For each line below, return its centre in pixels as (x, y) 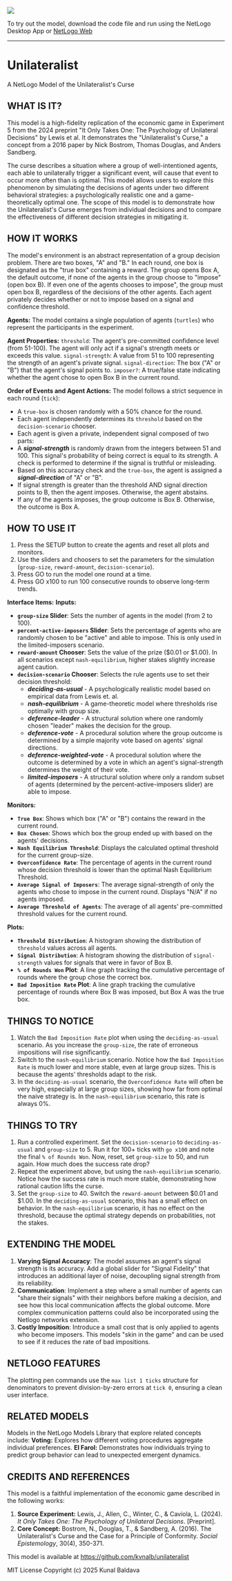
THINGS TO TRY (42, 1125)
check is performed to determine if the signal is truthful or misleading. (116, 463)
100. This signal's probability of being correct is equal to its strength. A (118, 455)
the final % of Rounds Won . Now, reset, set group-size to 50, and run (113, 1157)
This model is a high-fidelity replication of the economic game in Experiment (116, 123)
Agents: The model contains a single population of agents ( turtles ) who (110, 320)
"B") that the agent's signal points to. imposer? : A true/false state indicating (114, 370)
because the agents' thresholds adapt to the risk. (87, 1074)
